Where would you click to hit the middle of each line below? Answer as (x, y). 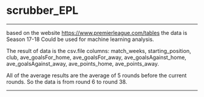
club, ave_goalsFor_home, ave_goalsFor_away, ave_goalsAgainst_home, (96, 57)
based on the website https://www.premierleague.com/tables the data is (97, 33)
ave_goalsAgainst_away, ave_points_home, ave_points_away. (83, 63)
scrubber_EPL (42, 11)
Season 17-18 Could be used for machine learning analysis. (80, 39)
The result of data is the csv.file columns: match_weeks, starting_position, (99, 51)
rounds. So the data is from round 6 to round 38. (67, 81)
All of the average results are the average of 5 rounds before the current (97, 75)
